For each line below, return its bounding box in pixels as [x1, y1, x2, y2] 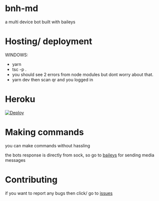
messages [5, 157, 26, 163]
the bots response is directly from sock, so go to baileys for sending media [5, 152, 155, 158]
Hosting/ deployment [5, 36, 93, 47]
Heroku [5, 94, 35, 105]
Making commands [5, 127, 84, 138]
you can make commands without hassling [5, 142, 91, 148]
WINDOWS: [5, 52, 28, 58]
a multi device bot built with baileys [5, 19, 76, 25]
